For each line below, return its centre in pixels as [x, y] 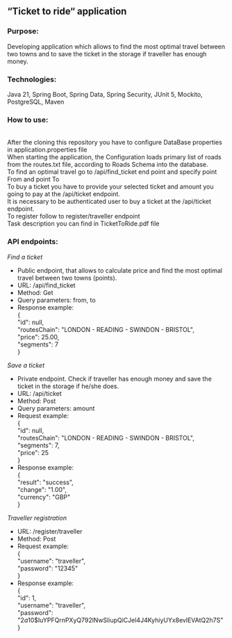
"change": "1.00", [42, 489]
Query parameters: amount [56, 408]
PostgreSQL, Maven [36, 102]
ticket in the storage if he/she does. [68, 386]
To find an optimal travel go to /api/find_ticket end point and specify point [112, 172]
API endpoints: [33, 241]
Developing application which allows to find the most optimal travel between [116, 46]
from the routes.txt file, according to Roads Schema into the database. [108, 165]
